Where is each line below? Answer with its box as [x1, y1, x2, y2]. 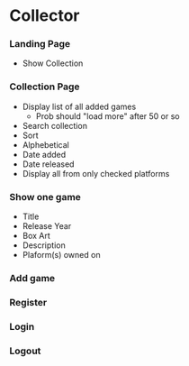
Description [22, 240, 66, 251]
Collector [9, 5, 80, 26]
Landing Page [9, 38, 71, 50]
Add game [9, 272, 56, 284]
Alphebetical [22, 139, 69, 150]
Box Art [22, 231, 51, 242]
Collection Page [9, 80, 80, 93]
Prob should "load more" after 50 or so [35, 110, 180, 122]
